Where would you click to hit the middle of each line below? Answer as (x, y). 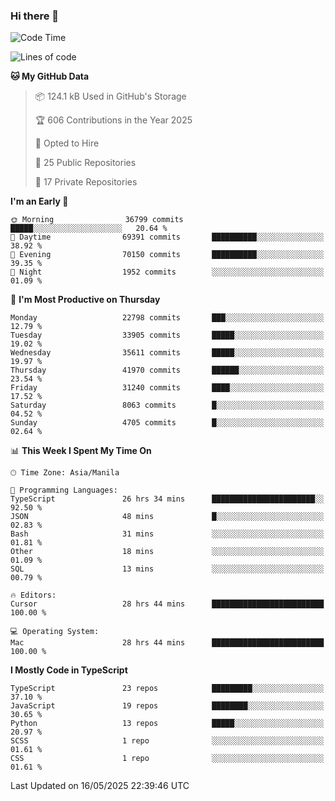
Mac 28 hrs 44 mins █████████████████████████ (167, 643)
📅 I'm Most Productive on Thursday (85, 300)
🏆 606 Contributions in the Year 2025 (113, 120)
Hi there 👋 (35, 16)
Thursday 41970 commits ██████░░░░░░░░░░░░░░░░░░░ (167, 370)
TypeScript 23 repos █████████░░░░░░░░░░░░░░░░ (167, 689)
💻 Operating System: (55, 632)
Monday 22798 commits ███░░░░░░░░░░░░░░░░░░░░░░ (167, 318)
